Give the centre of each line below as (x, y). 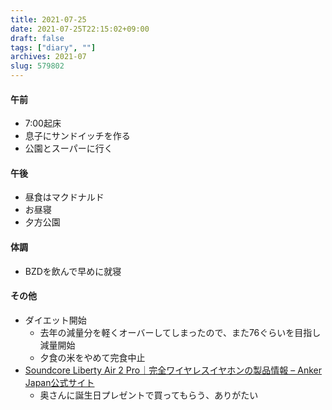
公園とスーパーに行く (68, 148)
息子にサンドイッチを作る (77, 136)
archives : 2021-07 (48, 57)
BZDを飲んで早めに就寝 (73, 271)
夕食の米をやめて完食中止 (92, 357)
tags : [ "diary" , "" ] (53, 47)
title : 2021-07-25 (48, 19)
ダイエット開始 (55, 320)
